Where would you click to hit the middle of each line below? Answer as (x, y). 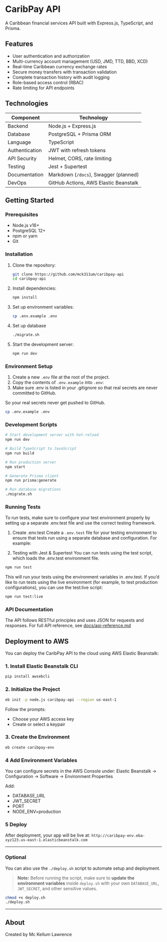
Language (19, 142)
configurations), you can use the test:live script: (54, 587)
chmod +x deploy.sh (25, 898)
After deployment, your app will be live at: (48, 835)
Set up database (29, 326)
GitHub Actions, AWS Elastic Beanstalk (93, 183)
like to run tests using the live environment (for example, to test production (82, 582)
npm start (15, 467)
